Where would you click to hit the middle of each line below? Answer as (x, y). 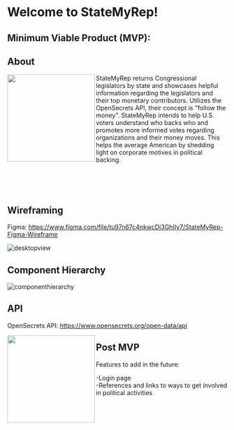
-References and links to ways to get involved (162, 385)
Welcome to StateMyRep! (83, 12)
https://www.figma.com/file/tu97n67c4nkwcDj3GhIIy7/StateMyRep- (126, 227)
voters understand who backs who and (152, 123)
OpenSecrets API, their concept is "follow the (161, 108)
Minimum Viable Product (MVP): (79, 38)
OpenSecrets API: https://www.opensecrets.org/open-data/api (97, 325)
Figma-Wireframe (32, 235)
